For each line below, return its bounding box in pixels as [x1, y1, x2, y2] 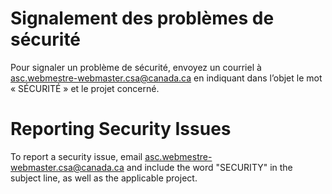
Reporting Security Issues [10, 118, 232, 141]
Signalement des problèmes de [10, 7, 275, 30]
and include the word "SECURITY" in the [126, 161, 293, 173]
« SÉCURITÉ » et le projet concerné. [10, 82, 160, 94]
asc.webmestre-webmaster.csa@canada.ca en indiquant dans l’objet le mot [10, 72, 323, 84]
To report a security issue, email [10, 150, 143, 162]
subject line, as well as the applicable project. [10, 172, 198, 184]
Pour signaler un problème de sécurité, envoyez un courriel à [10, 61, 262, 73]
